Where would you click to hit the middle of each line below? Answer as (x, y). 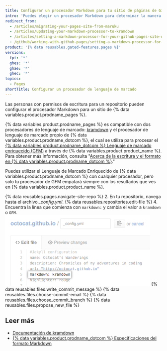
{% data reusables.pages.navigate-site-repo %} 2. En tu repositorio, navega (83, 196)
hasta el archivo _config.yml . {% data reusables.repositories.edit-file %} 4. (81, 202)
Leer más (20, 321)
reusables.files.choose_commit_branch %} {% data (58, 300)
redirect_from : (21, 21)
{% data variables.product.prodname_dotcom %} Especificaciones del (84, 338)
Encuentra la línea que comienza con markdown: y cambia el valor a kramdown (83, 207)
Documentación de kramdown (43, 333)
